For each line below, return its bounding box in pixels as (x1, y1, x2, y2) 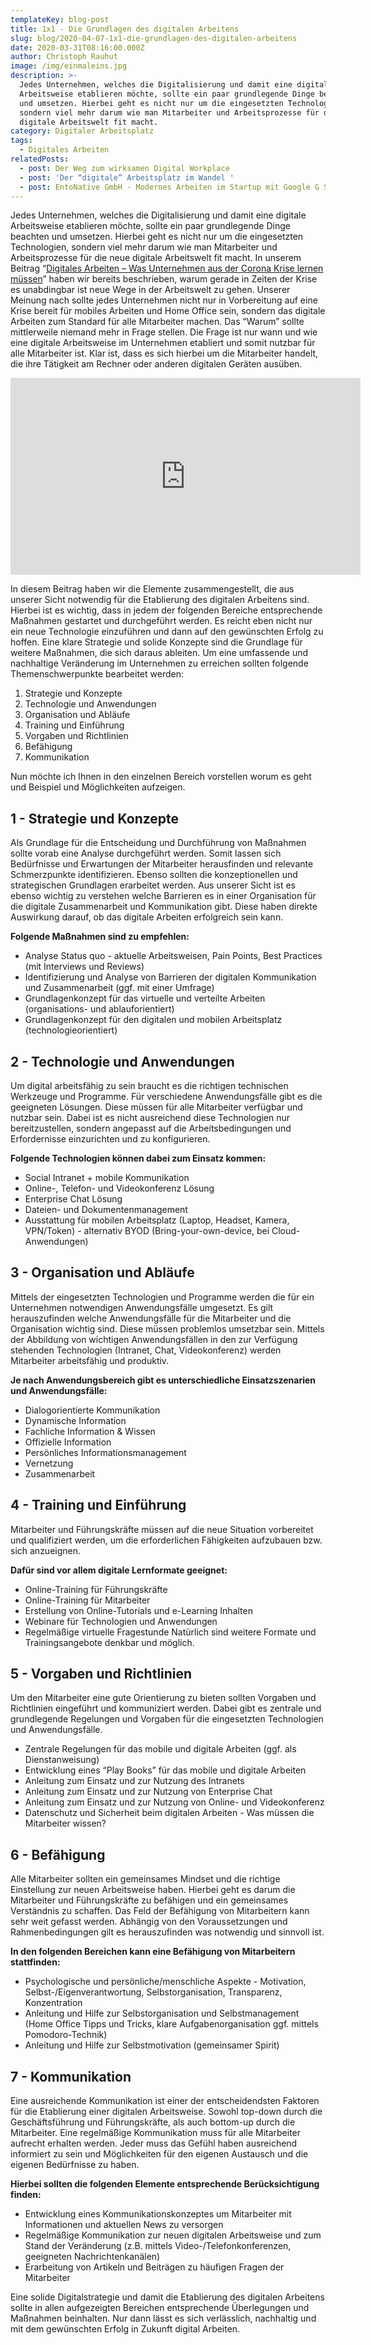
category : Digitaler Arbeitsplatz (10, 126, 155, 136)
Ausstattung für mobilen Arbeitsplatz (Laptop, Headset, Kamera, (24, 1214, 290, 1226)
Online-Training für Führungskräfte (24, 1583, 168, 1595)
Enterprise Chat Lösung (24, 1193, 123, 1205)
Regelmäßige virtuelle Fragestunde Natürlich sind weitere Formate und (24, 1626, 317, 1638)
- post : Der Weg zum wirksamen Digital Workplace (19, 163, 230, 173)
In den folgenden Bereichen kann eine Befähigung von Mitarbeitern (10, 1946, 296, 1958)
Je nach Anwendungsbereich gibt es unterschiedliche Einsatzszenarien (10, 1374, 317, 1386)
